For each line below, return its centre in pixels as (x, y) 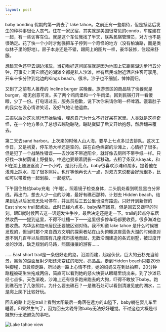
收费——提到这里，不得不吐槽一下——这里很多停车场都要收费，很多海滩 (83, 219)
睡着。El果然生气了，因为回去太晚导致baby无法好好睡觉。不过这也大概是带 (81, 308)
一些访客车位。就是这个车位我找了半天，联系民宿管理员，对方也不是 (91, 37)
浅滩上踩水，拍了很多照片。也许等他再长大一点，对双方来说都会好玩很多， (81, 172)
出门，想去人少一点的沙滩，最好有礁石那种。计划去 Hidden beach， (87, 194)
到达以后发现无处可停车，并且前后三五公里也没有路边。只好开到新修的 (81, 200)
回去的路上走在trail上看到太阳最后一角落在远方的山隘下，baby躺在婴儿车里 (81, 302)
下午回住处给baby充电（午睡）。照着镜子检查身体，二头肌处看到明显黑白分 (81, 188)
